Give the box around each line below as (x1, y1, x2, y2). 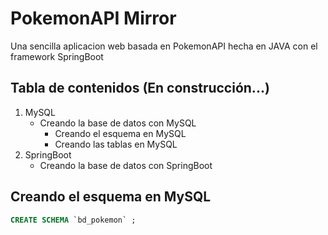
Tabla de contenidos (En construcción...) (10, 80, 270, 97)
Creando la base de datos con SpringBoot (39, 159, 213, 171)
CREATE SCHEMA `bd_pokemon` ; (10, 215, 137, 225)
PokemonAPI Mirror (10, 7, 177, 30)
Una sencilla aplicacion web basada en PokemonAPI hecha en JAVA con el (10, 40, 318, 52)
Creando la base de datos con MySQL (39, 117, 197, 129)
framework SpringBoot (10, 50, 104, 62)
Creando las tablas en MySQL (54, 138, 178, 150)
